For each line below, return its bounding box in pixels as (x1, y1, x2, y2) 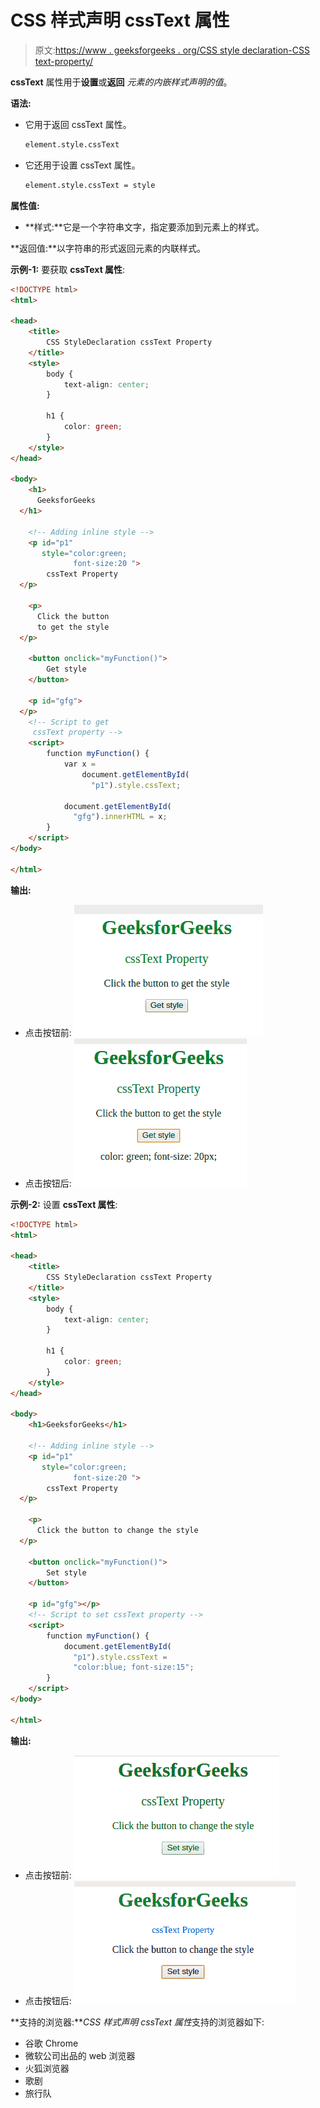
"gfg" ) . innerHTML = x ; (73, 812, 168, 822)
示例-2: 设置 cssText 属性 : (10, 1198, 118, 1210)
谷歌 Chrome (24, 2037, 79, 2049)
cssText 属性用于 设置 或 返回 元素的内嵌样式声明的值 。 (10, 76, 233, 88)
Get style (46, 664, 87, 675)
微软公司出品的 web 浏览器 (24, 2049, 136, 2061)
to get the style (36, 622, 110, 632)
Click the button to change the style (36, 1526, 199, 1536)
